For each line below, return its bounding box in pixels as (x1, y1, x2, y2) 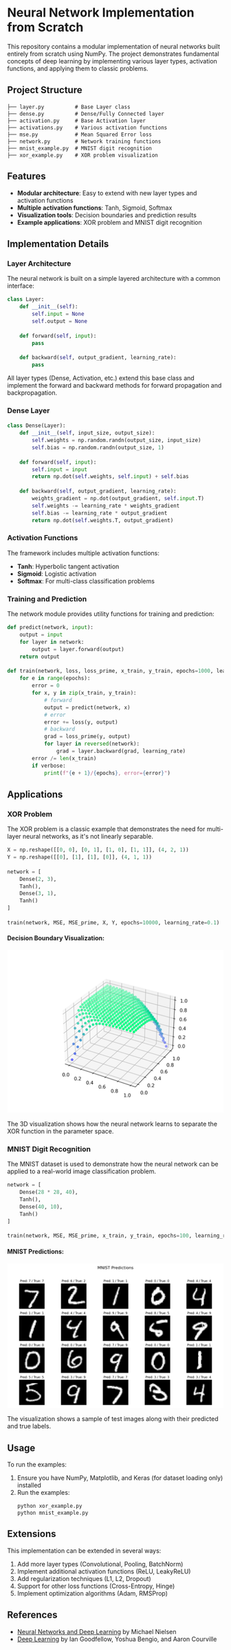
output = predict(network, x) (43, 704, 131, 711)
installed (16, 1481, 41, 1489)
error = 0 (32, 682, 60, 689)
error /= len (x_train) (32, 755, 97, 762)
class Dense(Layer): (7, 422, 67, 429)
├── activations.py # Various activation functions (7, 124, 168, 131)
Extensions (7, 1528, 56, 1540)
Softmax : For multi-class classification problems (16, 577, 155, 585)
